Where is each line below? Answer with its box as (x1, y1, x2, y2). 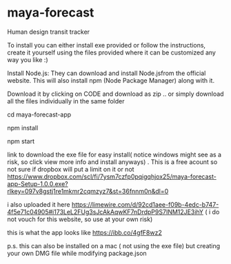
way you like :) (7, 55, 48, 63)
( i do (204, 207, 220, 216)
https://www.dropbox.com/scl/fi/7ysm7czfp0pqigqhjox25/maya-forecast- (7, 172, 217, 181)
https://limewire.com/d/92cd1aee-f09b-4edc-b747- (71, 200, 219, 208)
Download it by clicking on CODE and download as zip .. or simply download (7, 90, 224, 98)
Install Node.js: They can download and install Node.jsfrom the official (7, 69, 206, 77)
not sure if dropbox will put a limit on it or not (7, 165, 134, 173)
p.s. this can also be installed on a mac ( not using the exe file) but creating (7, 241, 221, 250)
